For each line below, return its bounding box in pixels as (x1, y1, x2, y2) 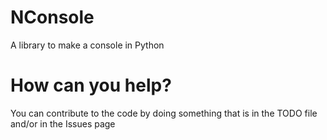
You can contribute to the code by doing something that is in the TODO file (10, 107, 318, 119)
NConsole (10, 6, 95, 29)
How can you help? (10, 74, 172, 97)
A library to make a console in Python (10, 39, 165, 51)
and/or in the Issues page (10, 117, 116, 130)
